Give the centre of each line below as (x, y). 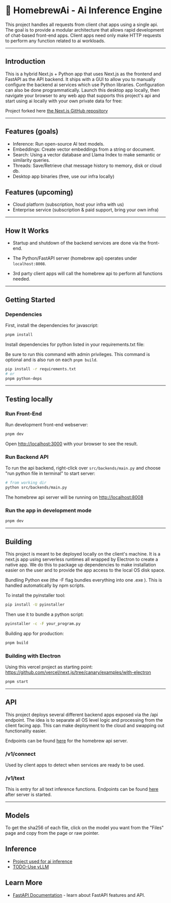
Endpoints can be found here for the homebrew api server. (67, 741)
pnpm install (19, 335)
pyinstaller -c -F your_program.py (43, 623)
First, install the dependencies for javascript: (52, 325)
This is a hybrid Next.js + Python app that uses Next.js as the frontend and (83, 74)
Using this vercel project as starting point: (49, 667)
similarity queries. (31, 160)
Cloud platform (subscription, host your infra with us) (68, 204)
